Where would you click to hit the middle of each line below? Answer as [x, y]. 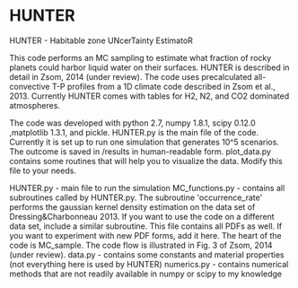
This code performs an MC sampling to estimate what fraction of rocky [140, 57]
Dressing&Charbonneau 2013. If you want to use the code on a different [142, 216]
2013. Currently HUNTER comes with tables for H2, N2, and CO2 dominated [149, 96]
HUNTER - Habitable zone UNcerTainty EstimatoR [101, 40]
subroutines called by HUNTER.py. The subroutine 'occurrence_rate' [136, 197]
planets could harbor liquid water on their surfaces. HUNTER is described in [149, 67]
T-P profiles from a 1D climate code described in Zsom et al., [164, 86]
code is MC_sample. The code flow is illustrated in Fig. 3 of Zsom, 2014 [141, 245]
